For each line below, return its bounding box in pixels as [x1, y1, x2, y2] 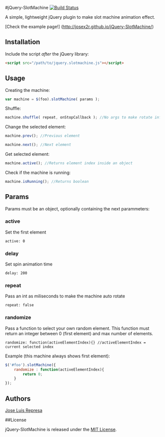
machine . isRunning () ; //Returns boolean [5, 179, 89, 184]
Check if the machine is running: [5, 170, 71, 175]
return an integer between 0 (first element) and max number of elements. [5, 330, 153, 336]
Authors [5, 394, 31, 403]
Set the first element [5, 229, 47, 235]
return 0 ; [23, 372, 43, 377]
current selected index [5, 344, 54, 349]
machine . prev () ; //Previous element [5, 133, 80, 139]
